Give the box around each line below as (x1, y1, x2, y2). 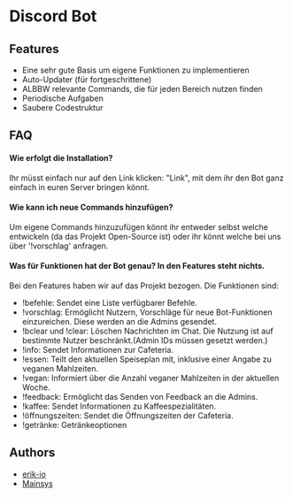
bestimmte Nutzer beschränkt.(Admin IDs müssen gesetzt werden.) (21, 335, 268, 346)
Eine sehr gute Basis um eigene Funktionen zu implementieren (21, 65, 250, 75)
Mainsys (21, 478, 53, 488)
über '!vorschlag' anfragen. (9, 241, 109, 251)
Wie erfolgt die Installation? (9, 152, 113, 163)
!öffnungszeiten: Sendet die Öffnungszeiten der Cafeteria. (21, 410, 234, 421)
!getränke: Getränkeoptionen (21, 420, 127, 430)
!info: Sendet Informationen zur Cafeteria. (21, 345, 174, 355)
